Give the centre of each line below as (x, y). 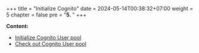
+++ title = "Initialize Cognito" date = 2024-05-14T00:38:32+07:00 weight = (100, 9)
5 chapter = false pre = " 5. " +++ (46, 15)
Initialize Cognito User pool (48, 37)
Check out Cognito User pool (50, 44)
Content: (17, 26)
